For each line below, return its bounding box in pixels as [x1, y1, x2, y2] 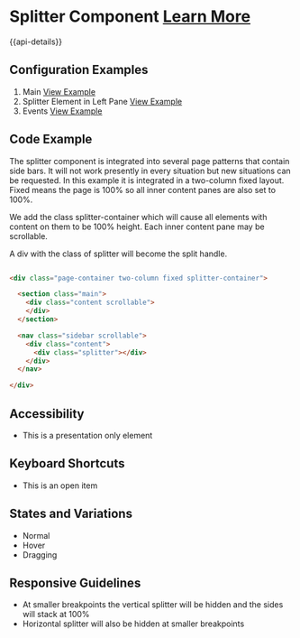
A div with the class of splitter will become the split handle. [9, 248, 228, 259]
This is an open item [22, 480, 98, 491]
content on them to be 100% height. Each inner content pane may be [9, 221, 265, 232]
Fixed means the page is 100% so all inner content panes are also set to [9, 184, 277, 195]
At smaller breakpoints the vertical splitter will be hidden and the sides [22, 599, 284, 610]
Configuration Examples [9, 62, 149, 78]
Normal [22, 530, 50, 541]
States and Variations [9, 506, 133, 522]
